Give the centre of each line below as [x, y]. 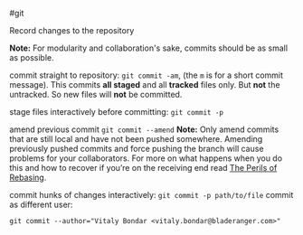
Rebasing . [28, 177]
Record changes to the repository [72, 30]
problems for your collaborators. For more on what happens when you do [146, 158]
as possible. [32, 57]
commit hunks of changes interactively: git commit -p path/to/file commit [151, 195]
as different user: [41, 204]
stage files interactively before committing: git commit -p [117, 112]
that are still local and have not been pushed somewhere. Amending [136, 139]
